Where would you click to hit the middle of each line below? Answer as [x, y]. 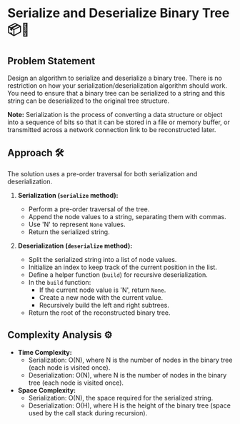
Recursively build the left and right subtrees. [104, 305]
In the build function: [60, 282]
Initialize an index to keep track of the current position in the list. [123, 267]
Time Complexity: [45, 352]
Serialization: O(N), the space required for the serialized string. [121, 398]
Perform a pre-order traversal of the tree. [89, 209]
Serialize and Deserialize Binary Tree [119, 13]
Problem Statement [51, 61]
